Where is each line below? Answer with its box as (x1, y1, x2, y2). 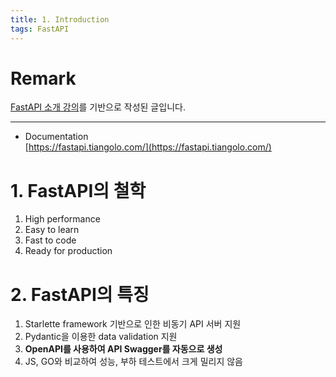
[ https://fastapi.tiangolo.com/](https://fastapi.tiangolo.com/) (24, 141, 272, 153)
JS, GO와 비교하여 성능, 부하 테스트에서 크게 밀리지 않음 (24, 356, 243, 368)
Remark (10, 67, 77, 90)
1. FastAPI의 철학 (10, 179, 147, 202)
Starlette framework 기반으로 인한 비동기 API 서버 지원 (24, 318, 242, 330)
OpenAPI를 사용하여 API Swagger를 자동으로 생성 (24, 343, 223, 355)
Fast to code (24, 234, 77, 246)
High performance (24, 213, 101, 225)
